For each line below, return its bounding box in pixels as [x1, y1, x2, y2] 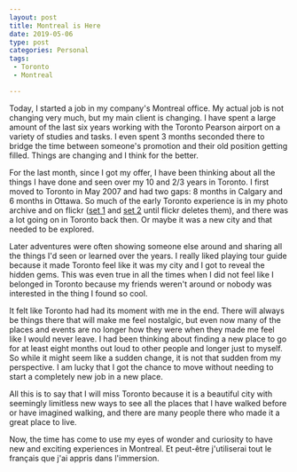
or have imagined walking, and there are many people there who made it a [9, 407, 281, 418]
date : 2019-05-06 [9, 29, 74, 38]
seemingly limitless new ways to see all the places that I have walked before [9, 397, 287, 408]
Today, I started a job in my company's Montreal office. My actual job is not [9, 103, 285, 114]
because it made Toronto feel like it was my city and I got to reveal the [9, 259, 265, 271]
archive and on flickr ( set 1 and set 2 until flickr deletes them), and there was [9, 205, 289, 216]
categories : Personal [9, 46, 90, 55]
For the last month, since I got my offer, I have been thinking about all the [9, 167, 276, 177]
